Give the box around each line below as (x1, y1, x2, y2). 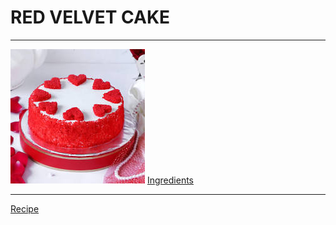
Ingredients (146, 174, 194, 186)
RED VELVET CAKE (10, 6, 171, 29)
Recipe (10, 202, 40, 215)
